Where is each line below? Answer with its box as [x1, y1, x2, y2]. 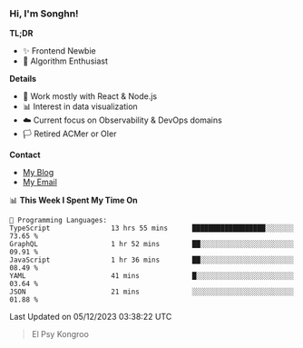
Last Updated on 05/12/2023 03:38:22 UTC [9, 312, 172, 323]
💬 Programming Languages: [9, 216, 107, 225]
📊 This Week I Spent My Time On [9, 194, 138, 206]
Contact [9, 149, 41, 161]
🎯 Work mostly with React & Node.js [22, 91, 157, 102]
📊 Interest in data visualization [22, 101, 138, 112]
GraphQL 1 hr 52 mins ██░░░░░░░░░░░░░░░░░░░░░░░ [9, 240, 295, 249]
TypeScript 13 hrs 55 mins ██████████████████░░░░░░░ [9, 224, 295, 234]
